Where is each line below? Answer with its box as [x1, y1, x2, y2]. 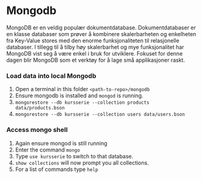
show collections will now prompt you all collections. [15, 159, 150, 166]
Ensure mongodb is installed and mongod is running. [15, 92, 143, 100]
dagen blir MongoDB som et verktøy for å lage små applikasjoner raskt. [6, 56, 185, 64]
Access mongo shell [6, 126, 68, 134]
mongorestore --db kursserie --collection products [15, 100, 150, 106]
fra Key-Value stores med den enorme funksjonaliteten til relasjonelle [6, 37, 180, 44]
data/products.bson [15, 105, 65, 111]
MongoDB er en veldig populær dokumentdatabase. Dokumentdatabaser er [6, 24, 197, 31]
